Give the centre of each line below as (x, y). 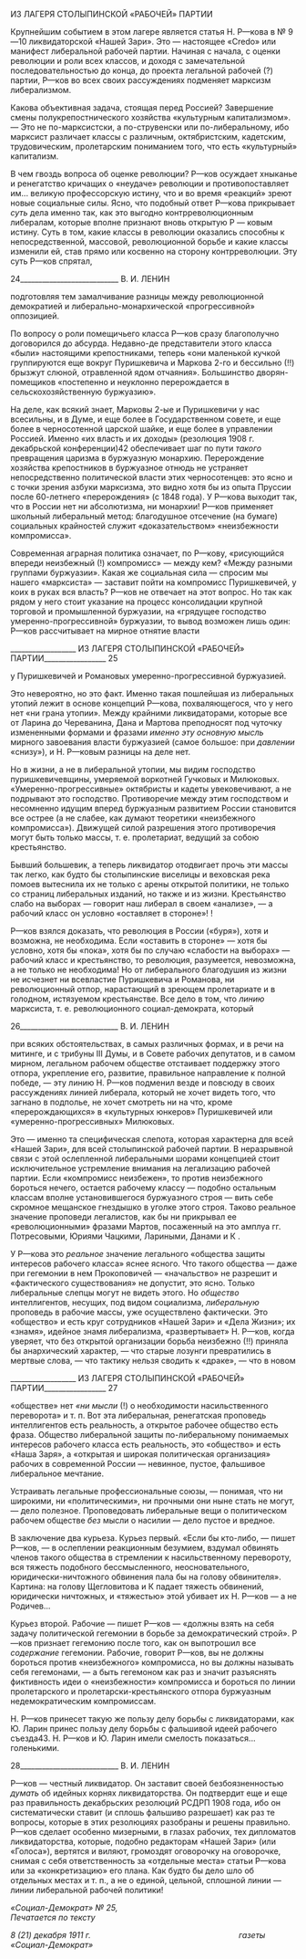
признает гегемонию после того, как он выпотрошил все (145, 1643)
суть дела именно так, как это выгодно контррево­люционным (132, 213)
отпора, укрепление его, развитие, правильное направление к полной (148, 1073)
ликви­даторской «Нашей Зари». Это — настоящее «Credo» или (153, 42)
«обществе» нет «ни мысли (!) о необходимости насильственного (139, 1405)
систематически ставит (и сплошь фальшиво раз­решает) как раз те (143, 1812)
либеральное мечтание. (57, 1473)
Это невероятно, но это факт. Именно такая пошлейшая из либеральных (152, 693)
